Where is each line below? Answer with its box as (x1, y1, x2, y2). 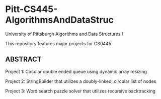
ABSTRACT (5, 55, 42, 64)
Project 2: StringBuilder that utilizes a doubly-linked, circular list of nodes (5, 78, 156, 84)
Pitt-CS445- (5, 4, 58, 15)
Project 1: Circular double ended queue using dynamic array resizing (5, 68, 147, 74)
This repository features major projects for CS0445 (5, 40, 112, 46)
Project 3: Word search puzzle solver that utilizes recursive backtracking (5, 88, 156, 94)
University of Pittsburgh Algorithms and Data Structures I (5, 31, 123, 37)
